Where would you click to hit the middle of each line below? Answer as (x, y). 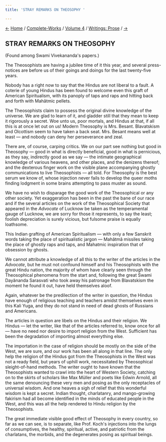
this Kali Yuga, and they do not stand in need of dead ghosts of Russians (79, 306)
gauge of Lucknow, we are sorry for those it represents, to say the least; (79, 214)
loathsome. (17, 224)
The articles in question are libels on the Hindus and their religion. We (76, 321)
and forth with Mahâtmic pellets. (38, 101)
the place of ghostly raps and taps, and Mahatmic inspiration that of (74, 245)
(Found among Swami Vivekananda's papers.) (52, 55)
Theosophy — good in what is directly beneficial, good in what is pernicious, (83, 152)
